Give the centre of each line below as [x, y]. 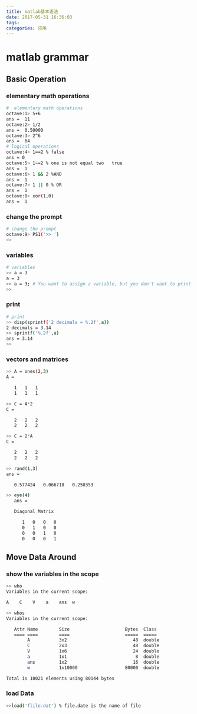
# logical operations [33, 147]
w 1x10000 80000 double [93, 668]
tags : [13, 22]
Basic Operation [36, 79]
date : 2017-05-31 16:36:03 [39, 17]
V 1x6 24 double [93, 651]
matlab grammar [47, 57]
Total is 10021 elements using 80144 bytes [60, 678]
